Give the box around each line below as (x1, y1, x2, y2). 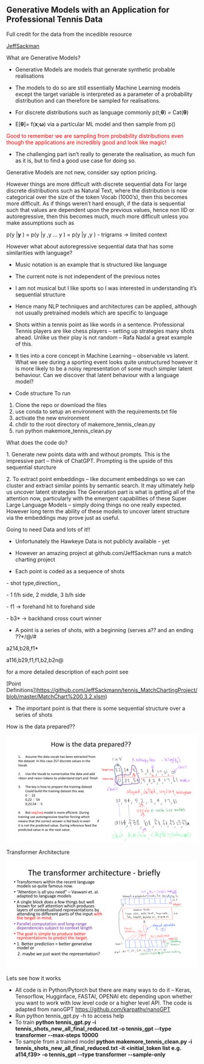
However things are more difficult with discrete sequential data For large (6, 180, 187, 188)
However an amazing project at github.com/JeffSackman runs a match (15, 549, 192, 556)
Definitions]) (6, 686, 38, 694)
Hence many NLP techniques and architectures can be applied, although (15, 302, 197, 310)
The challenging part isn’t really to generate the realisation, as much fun (15, 150, 195, 157)
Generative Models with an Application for (6, 5, 170, 15)
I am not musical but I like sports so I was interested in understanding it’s (15, 284, 197, 292)
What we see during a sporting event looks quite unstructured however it (15, 358, 198, 366)
